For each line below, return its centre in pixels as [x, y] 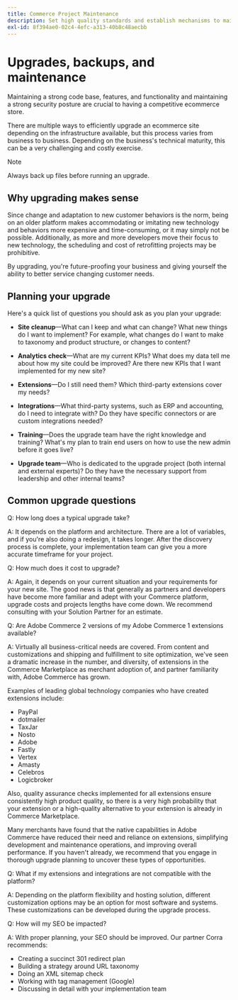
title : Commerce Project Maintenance [63, 14]
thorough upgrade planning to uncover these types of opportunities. [107, 860]
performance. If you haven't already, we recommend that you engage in [112, 852]
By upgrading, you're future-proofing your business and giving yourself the [117, 266]
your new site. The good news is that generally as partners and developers [117, 589]
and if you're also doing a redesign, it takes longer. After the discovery [110, 539]
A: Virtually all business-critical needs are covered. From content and [108, 646]
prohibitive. [24, 253]
